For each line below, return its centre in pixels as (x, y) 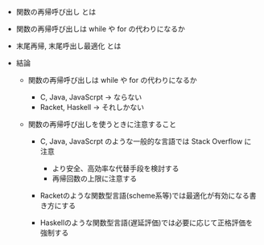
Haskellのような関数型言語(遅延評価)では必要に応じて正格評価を (146, 223)
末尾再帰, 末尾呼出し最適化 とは (68, 46)
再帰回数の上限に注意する (95, 178)
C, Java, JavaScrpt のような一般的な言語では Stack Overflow (141, 141)
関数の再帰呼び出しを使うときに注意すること (102, 124)
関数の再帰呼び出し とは (56, 12)
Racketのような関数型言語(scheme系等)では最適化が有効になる (144, 196)
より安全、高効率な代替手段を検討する (115, 168)
